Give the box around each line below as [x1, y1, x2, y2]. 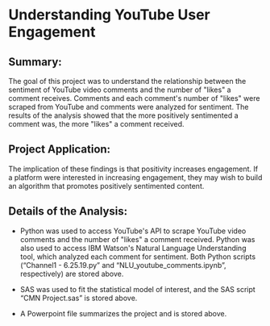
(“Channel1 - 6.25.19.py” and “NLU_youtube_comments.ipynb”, [19, 260, 226, 270]
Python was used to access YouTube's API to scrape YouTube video [19, 226, 247, 236]
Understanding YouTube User [8, 6, 211, 24]
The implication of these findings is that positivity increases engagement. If [8, 164, 259, 173]
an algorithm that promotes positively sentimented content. [8, 181, 205, 190]
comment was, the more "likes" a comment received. [8, 119, 185, 128]
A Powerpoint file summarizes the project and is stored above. [19, 308, 227, 318]
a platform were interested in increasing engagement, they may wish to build [8, 172, 263, 182]
